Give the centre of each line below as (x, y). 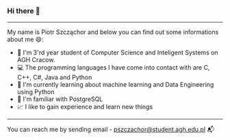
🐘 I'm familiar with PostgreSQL (60, 99)
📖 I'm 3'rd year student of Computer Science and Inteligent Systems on (117, 53)
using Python (36, 92)
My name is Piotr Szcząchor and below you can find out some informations (113, 32)
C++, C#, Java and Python (54, 77)
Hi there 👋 (24, 11)
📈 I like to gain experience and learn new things (85, 107)
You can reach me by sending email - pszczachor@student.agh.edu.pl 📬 (111, 130)
